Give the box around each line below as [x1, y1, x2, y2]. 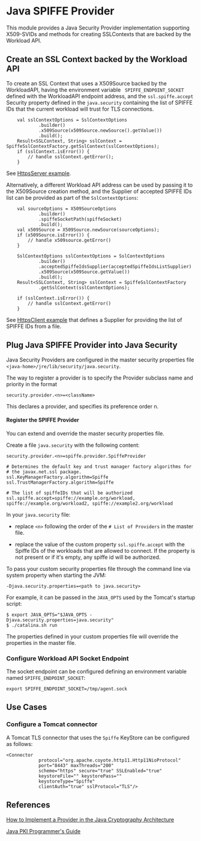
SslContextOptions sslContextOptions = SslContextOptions [17, 253, 165, 259]
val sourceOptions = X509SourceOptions [17, 206, 117, 212]
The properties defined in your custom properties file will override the [6, 633, 179, 640]
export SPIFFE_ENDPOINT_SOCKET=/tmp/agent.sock [6, 686, 128, 692]
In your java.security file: [6, 511, 71, 518]
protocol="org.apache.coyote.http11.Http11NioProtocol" [38, 757, 181, 763]
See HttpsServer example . [6, 170, 71, 177]
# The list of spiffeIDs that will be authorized [6, 490, 133, 496]
